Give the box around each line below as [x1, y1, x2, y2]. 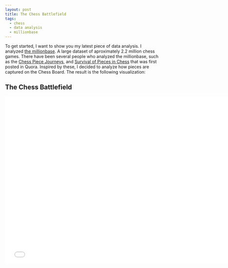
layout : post [5, 7, 32, 12]
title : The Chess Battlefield [5, 12, 67, 17]
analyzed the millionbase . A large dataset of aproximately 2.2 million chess [5, 48, 155, 54]
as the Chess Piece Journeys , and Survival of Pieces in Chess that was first [5, 59, 157, 64]
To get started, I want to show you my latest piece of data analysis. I [5, 43, 142, 49]
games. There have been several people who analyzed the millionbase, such [5, 54, 159, 59]
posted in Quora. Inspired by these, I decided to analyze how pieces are [5, 64, 150, 70]
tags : [5, 16, 16, 21]
